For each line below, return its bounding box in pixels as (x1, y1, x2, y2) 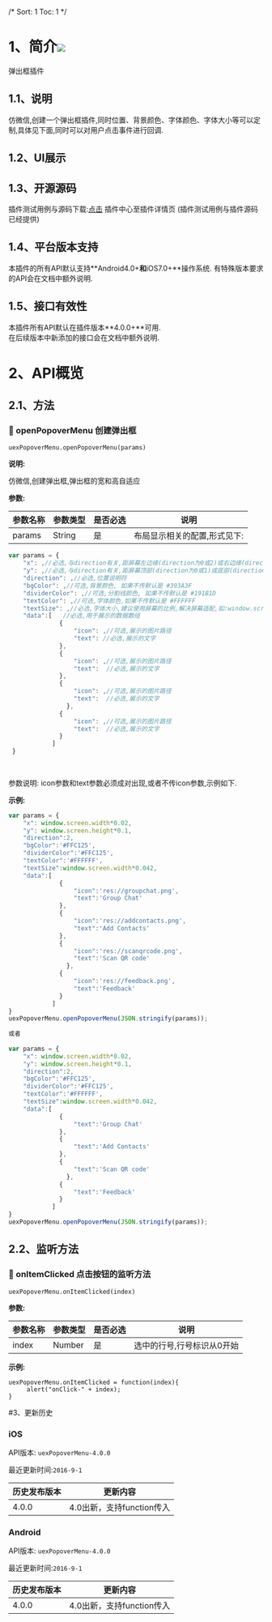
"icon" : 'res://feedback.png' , (73, 977, 176, 986)
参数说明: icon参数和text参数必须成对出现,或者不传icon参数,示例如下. (8, 777, 237, 788)
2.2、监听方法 (8, 1242, 79, 1256)
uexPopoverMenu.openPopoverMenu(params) (8, 444, 147, 452)
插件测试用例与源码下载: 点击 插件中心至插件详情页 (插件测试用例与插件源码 (8, 204, 259, 214)
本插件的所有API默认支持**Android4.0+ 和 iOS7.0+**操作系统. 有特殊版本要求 (8, 263, 264, 273)
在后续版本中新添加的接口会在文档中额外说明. (8, 332, 160, 343)
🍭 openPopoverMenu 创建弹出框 (8, 425, 137, 436)
